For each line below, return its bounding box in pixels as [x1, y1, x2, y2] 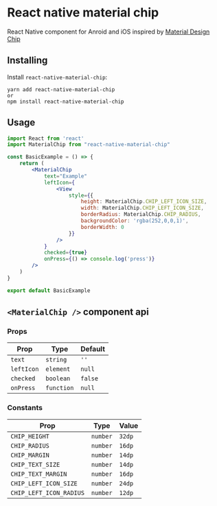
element [45, 365, 71, 373]
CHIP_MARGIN [10, 451, 50, 459]
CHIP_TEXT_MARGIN [10, 470, 67, 478]
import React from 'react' [7, 135, 84, 142]
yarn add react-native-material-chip [7, 86, 115, 93]
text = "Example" [43, 173, 88, 180]
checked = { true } [43, 249, 88, 256]
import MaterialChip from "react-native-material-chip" [7, 141, 170, 148]
